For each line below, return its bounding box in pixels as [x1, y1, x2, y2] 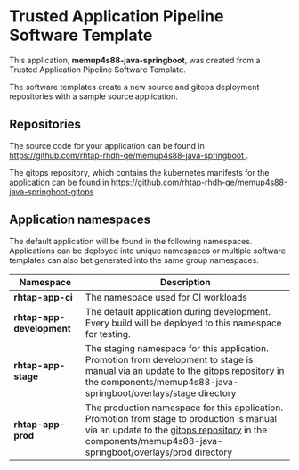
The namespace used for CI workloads [85, 291, 247, 303]
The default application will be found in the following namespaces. [9, 235, 253, 246]
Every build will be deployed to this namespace [85, 317, 282, 329]
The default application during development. [85, 305, 271, 317]
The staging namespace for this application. [85, 342, 269, 354]
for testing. [85, 327, 131, 340]
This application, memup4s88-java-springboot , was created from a [9, 54, 261, 65]
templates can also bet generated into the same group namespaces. [9, 254, 260, 265]
